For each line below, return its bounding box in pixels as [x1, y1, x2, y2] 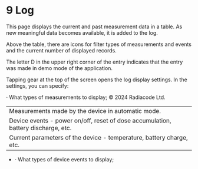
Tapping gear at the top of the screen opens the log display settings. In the [6, 76, 187, 83]
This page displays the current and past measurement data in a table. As [6, 23, 183, 30]
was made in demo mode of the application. [6, 64, 113, 71]
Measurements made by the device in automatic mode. [9, 107, 161, 115]
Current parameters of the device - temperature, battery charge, [9, 133, 189, 141]
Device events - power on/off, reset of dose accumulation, [9, 116, 172, 124]
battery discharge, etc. [9, 124, 72, 132]
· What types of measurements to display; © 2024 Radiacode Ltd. [6, 94, 166, 101]
